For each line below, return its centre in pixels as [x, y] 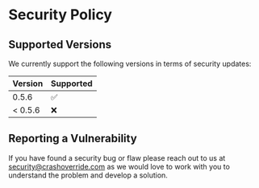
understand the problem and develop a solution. [88, 175]
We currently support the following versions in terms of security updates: [130, 63]
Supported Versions [60, 45]
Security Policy [61, 15]
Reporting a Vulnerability [73, 139]
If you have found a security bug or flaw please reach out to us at [117, 157]
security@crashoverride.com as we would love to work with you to [119, 166]
